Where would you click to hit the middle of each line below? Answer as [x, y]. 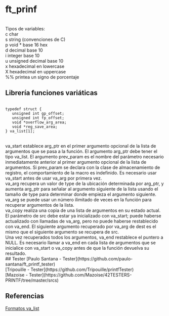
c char [12, 34]
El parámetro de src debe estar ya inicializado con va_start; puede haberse [83, 215]
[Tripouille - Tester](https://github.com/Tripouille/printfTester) [70, 269]
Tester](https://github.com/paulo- [98, 258]
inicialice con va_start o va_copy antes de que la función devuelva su [77, 248]
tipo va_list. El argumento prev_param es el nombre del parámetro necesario [85, 156]
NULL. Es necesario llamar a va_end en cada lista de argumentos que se [80, 242]
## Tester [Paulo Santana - [33, 258]
